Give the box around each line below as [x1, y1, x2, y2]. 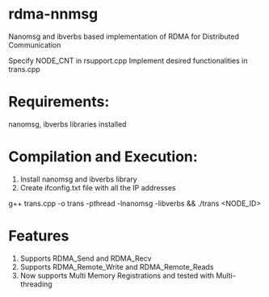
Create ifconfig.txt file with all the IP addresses [19, 182, 176, 192]
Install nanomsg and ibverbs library [19, 174, 137, 184]
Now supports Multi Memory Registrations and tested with [19, 270, 215, 280]
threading [19, 279, 53, 289]
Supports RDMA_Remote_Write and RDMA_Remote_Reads [19, 261, 214, 271]
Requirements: [8, 93, 110, 111]
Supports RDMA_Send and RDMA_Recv [19, 253, 152, 263]
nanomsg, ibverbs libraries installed [8, 119, 127, 129]
